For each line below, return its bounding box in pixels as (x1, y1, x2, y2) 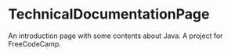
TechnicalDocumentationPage (8, 5, 210, 23)
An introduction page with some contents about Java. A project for (8, 31, 223, 40)
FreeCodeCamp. (8, 39, 61, 48)
